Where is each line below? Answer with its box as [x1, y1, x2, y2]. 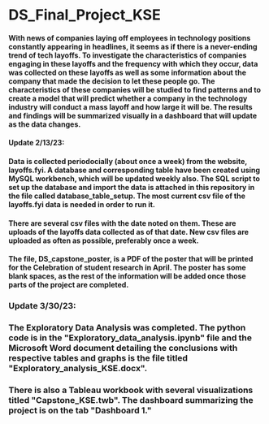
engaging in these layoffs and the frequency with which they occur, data [8, 58, 258, 68]
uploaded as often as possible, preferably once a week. [8, 236, 199, 245]
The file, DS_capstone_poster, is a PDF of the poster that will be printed [8, 254, 254, 264]
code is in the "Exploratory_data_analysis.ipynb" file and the [8, 332, 253, 343]
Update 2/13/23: [8, 138, 65, 148]
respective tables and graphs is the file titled [8, 353, 189, 363]
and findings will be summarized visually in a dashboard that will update [8, 110, 258, 120]
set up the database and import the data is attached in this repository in [8, 182, 255, 192]
